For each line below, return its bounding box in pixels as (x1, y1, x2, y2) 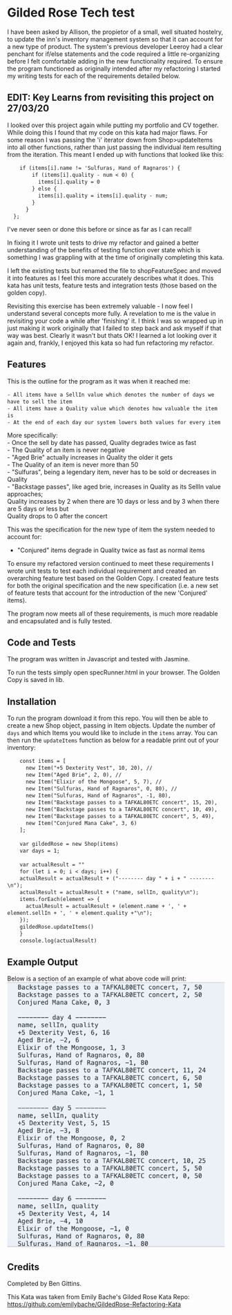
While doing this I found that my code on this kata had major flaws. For (7, 128, 209, 136)
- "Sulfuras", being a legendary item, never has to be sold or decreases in (7, 468, 216, 476)
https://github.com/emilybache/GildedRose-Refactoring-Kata (7, 1300, 182, 1309)
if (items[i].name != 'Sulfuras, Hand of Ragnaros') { (19, 164, 181, 171)
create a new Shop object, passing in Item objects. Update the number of (7, 721, 215, 730)
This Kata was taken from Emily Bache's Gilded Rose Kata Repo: (7, 1293, 190, 1301)
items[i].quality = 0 (37, 178, 100, 185)
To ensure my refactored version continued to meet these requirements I (7, 559, 214, 567)
